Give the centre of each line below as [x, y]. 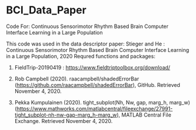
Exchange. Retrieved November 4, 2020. [63, 121]
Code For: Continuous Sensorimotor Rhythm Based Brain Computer [87, 26]
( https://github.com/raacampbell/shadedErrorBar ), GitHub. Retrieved [97, 85]
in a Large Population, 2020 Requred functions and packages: [81, 56]
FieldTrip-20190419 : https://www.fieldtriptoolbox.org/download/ [92, 67]
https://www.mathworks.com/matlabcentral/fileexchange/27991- [95, 108]
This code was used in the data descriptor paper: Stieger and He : [85, 44]
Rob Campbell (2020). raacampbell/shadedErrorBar [77, 79]
